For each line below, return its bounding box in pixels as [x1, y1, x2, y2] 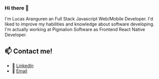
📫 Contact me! [4, 47, 53, 55]
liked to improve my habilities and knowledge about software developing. [4, 21, 155, 27]
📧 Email [11, 68, 28, 74]
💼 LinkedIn [11, 62, 34, 69]
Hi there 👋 [4, 4, 29, 11]
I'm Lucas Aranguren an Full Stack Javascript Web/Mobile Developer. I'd [4, 16, 153, 22]
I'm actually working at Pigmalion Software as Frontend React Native [4, 26, 146, 32]
